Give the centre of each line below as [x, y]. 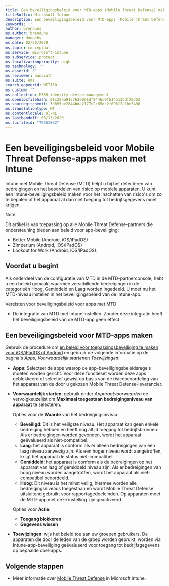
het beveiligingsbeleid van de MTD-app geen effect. [66, 320]
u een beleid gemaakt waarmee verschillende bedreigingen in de [72, 284]
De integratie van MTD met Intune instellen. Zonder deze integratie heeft [88, 314]
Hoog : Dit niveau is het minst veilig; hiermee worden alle [78, 483]
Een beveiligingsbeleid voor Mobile [80, 148]
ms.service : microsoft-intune [37, 52]
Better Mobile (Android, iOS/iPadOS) [50, 239]
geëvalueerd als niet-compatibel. [54, 440]
